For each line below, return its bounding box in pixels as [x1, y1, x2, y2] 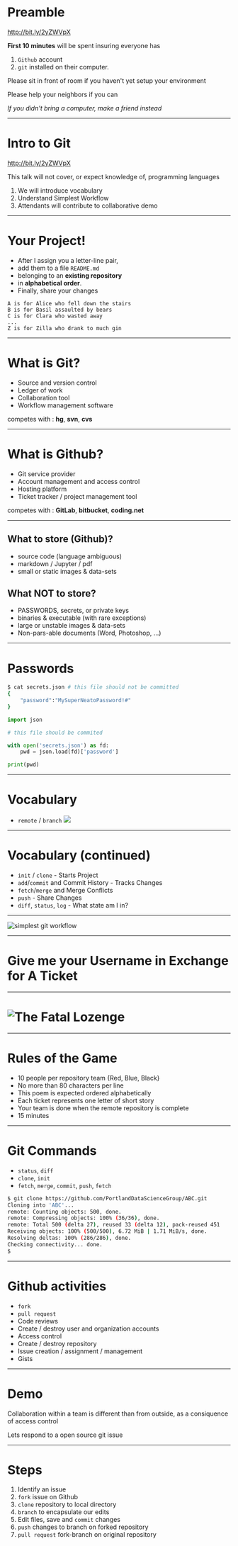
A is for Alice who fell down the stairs [7, 300, 132, 307]
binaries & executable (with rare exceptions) [17, 614, 147, 622]
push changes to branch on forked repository [17, 1523, 149, 1531]
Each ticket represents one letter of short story [17, 1096, 154, 1105]
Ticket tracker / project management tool [17, 492, 137, 500]
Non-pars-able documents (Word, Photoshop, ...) [17, 628, 161, 638]
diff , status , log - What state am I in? [17, 901, 129, 909]
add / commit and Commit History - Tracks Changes [17, 879, 163, 886]
